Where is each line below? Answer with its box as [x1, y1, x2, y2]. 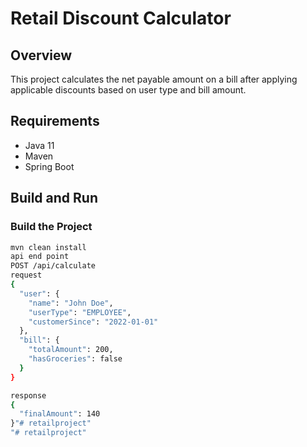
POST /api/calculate [10, 261, 97, 271]
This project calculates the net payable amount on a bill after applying [10, 73, 298, 85]
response [10, 390, 47, 401]
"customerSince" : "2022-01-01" [28, 317, 159, 327]
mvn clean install [10, 242, 87, 252]
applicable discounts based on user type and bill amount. [10, 84, 247, 96]
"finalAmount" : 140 [19, 409, 101, 419]
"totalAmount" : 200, [28, 345, 114, 355]
